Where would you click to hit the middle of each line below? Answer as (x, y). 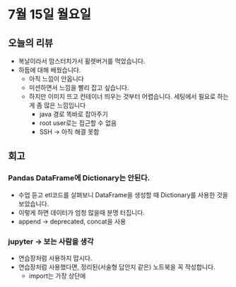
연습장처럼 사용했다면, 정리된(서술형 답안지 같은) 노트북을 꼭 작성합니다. (117, 266)
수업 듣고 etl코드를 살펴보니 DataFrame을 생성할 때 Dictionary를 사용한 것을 (123, 194)
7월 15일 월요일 (49, 14)
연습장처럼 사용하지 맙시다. (55, 258)
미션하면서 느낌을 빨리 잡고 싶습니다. (79, 88)
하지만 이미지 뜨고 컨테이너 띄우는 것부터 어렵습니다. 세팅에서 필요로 (122, 96)
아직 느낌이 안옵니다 (56, 79)
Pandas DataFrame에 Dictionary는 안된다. (79, 178)
